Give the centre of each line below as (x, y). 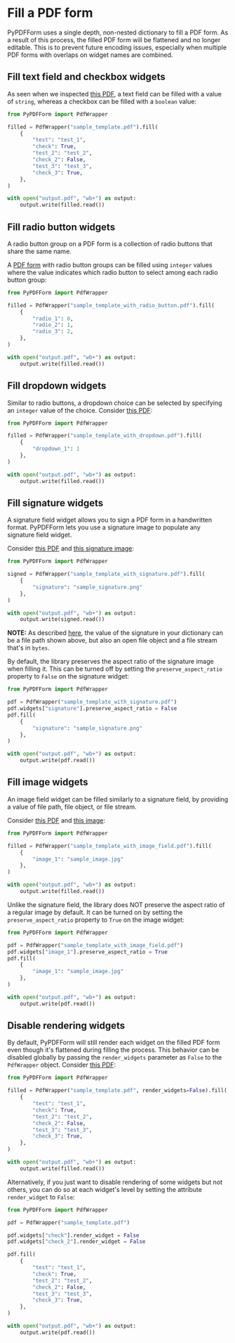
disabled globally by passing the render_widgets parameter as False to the (115, 1058)
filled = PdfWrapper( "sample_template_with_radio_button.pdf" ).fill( (111, 305)
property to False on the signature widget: (68, 676)
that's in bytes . (29, 648)
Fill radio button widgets (61, 227)
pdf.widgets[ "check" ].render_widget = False (73, 1235)
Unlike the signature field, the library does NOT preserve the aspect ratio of (116, 904)
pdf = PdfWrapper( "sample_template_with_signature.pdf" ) (92, 702)
